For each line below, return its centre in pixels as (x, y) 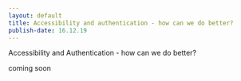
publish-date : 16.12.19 (48, 30)
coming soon (30, 68)
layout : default (35, 15)
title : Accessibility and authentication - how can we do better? (121, 23)
